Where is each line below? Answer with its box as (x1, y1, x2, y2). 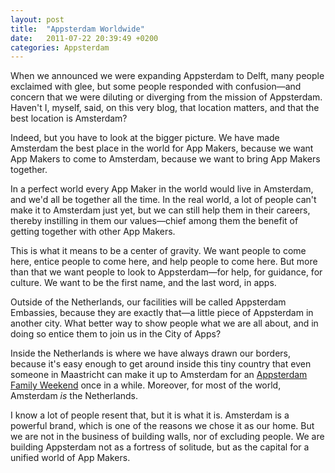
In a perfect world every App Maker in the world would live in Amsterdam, (10, 183, 314, 195)
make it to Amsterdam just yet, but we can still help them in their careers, (10, 204, 311, 216)
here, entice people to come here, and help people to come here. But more (10, 256, 318, 268)
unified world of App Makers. (10, 452, 131, 464)
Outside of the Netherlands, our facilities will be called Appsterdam (10, 296, 287, 308)
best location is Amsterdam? (10, 112, 128, 125)
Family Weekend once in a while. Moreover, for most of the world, (10, 379, 282, 391)
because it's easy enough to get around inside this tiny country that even (10, 358, 312, 370)
